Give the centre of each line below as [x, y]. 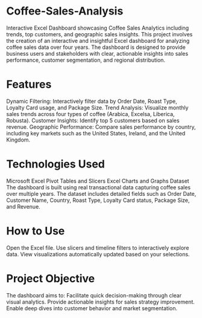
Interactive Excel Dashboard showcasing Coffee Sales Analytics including [98, 28]
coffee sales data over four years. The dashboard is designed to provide [96, 47]
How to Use [36, 231]
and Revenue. [23, 206]
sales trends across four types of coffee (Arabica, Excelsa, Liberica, [90, 114]
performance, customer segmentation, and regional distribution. [86, 60]
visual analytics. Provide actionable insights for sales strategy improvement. [100, 302]
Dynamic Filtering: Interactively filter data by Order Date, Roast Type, [92, 101]
